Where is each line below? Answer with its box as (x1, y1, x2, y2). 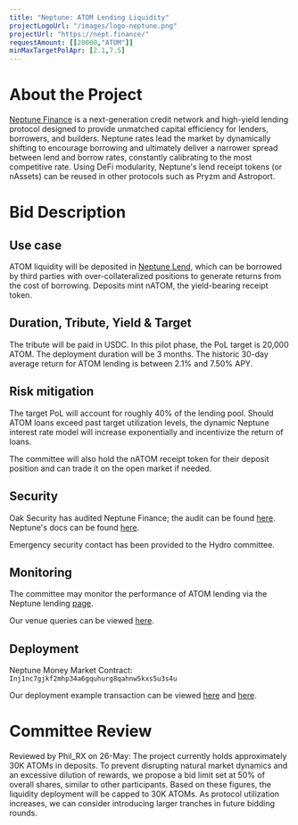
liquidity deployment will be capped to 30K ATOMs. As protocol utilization (9, 788, 279, 799)
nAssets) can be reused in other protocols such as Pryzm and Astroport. (9, 171, 276, 182)
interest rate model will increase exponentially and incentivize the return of (9, 426, 284, 437)
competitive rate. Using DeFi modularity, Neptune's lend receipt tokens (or (9, 161, 283, 172)
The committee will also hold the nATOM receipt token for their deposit (9, 453, 269, 464)
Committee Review (9, 722, 153, 741)
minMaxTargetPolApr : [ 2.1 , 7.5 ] (9, 46, 126, 55)
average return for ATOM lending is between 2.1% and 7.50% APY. (9, 358, 253, 368)
